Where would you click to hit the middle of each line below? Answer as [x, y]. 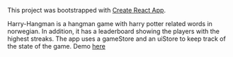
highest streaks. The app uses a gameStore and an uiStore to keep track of [117, 39]
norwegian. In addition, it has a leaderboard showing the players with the [113, 31]
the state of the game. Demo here [57, 46]
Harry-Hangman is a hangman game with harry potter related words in [110, 24]
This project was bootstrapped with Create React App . [87, 10]
